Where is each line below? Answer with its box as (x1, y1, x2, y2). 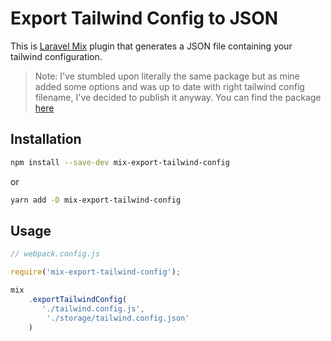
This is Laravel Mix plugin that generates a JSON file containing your (10, 40, 293, 52)
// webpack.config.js (10, 249, 101, 259)
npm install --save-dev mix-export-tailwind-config (10, 157, 230, 167)
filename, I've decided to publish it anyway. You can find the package (34, 91, 322, 103)
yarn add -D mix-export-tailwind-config (10, 195, 182, 205)
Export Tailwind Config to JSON (10, 7, 279, 30)
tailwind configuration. (10, 50, 103, 62)
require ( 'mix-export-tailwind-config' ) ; (10, 267, 182, 277)
